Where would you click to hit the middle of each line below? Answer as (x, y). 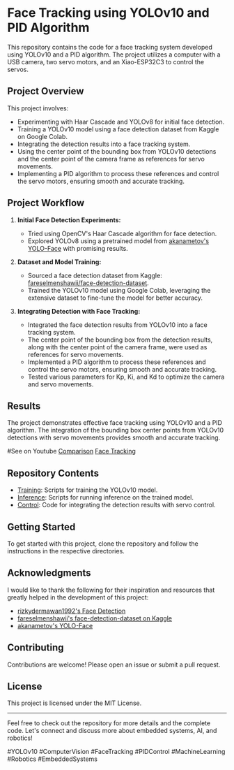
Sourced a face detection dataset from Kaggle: (95, 275)
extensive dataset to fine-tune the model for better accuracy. (115, 298)
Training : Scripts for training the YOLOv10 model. (87, 490)
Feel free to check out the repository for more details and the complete (109, 723)
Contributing (36, 648)
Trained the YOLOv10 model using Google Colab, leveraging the (119, 290)
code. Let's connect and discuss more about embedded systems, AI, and (112, 731)
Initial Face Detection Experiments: (69, 220)
